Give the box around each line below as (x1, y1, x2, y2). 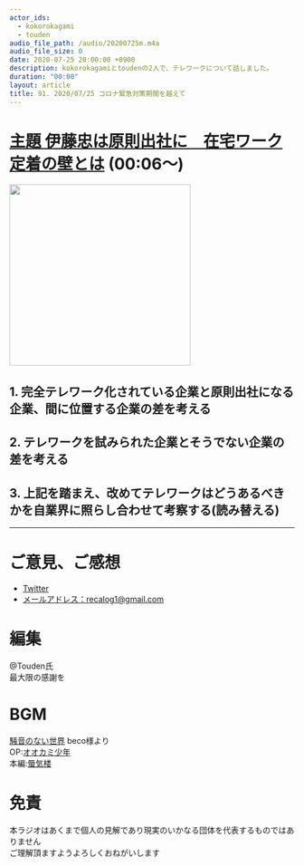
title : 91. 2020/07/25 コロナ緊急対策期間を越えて (9, 89, 186, 98)
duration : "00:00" (9, 72, 79, 82)
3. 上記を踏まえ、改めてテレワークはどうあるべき (9, 486, 285, 501)
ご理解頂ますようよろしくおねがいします (9, 847, 160, 858)
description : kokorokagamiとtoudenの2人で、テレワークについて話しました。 (9, 64, 274, 73)
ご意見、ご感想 (9, 553, 121, 573)
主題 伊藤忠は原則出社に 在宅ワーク (9, 130, 283, 151)
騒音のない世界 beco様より (9, 735, 110, 746)
